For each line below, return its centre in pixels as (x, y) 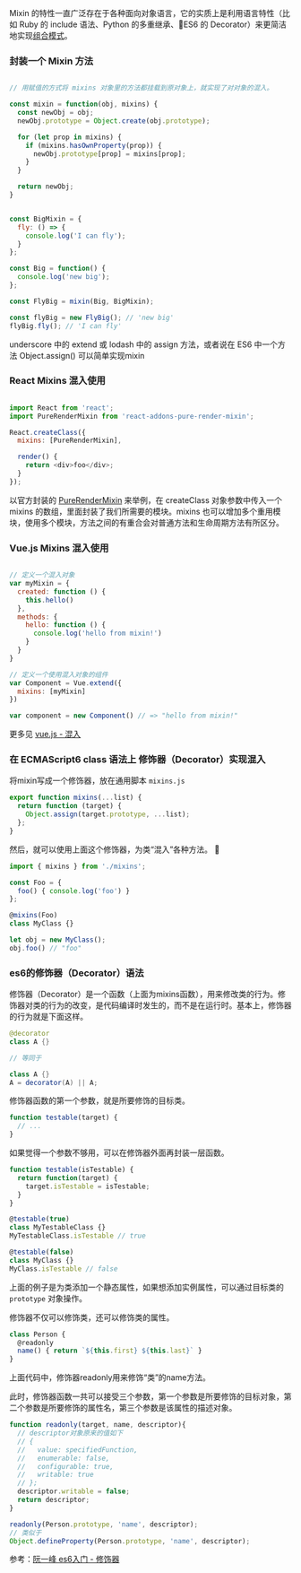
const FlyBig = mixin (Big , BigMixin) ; (82, 301)
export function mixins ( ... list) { (76, 798)
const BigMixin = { (46, 219)
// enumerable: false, (64, 1458)
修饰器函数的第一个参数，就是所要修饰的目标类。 (99, 1100)
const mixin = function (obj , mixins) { (84, 104)
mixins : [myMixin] (52, 691)
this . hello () (50, 600)
